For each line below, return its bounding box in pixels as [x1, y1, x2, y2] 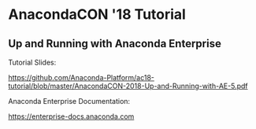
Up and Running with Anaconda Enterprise [8, 37, 222, 50]
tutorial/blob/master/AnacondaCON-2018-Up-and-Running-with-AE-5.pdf [8, 81, 248, 90]
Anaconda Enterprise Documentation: [8, 97, 131, 105]
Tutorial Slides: [8, 57, 57, 67]
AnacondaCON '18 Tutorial [8, 6, 187, 24]
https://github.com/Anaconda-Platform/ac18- [8, 73, 155, 82]
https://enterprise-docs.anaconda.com [8, 112, 135, 121]
